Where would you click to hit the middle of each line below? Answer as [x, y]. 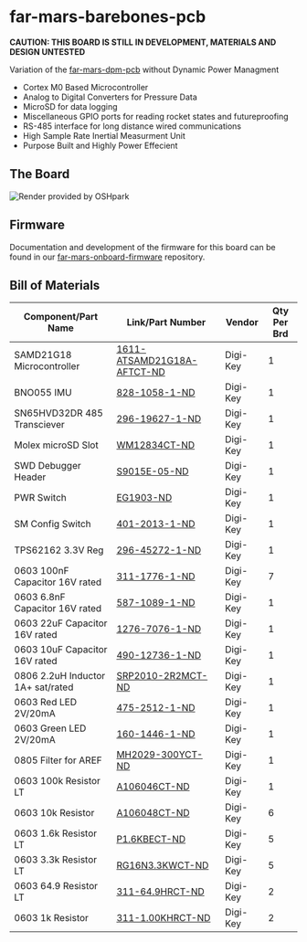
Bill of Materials [55, 285]
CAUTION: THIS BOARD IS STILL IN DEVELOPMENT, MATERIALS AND [143, 42]
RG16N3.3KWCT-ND [163, 865]
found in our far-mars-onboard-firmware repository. [107, 257]
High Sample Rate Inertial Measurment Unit [104, 135]
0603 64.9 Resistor [56, 886]
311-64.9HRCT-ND [161, 892]
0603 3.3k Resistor [56, 860]
